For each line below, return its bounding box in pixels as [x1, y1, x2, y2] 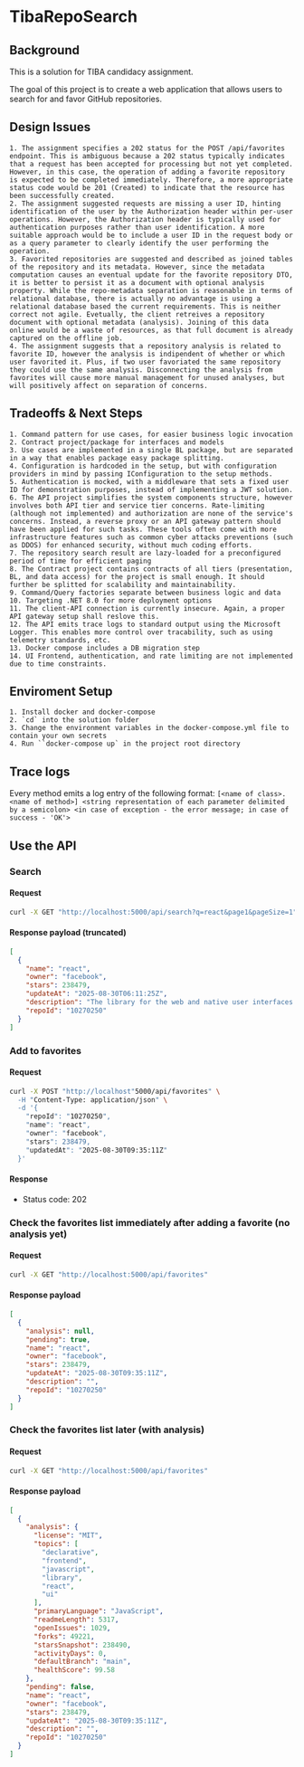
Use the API [9, 838, 77, 853]
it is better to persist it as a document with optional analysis [9, 278, 265, 287]
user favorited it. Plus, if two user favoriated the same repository [9, 357, 281, 366]
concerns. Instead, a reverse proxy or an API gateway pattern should [9, 517, 281, 526]
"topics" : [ [33, 1540, 79, 1549]
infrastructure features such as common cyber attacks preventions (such [9, 532, 294, 542]
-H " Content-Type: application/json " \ [17, 1095, 168, 1105]
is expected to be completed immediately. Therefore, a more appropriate [9, 175, 294, 185]
